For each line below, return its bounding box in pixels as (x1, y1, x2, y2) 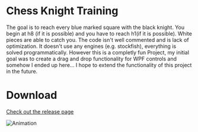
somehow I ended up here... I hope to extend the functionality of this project (6, 61, 192, 69)
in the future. (6, 67, 38, 75)
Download (6, 89, 58, 102)
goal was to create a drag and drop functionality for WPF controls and (6, 55, 177, 62)
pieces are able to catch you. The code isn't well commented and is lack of (6, 36, 189, 43)
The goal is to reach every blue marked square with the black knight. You (6, 24, 185, 31)
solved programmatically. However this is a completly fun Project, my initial (6, 49, 190, 56)
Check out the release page (6, 108, 74, 115)
